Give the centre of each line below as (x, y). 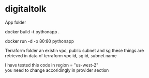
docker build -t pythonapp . (32, 31)
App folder (16, 22)
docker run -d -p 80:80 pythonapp (39, 41)
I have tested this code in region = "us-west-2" (52, 65)
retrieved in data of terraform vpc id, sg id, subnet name (61, 55)
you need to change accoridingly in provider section (57, 70)
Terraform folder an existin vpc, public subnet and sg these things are (74, 50)
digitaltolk (26, 9)
